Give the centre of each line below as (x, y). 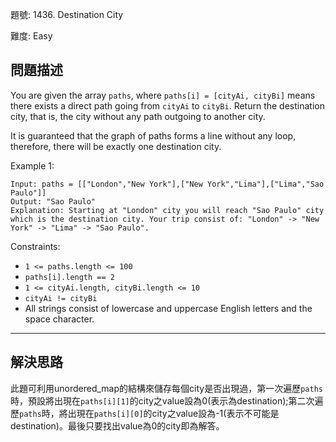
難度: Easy (31, 36)
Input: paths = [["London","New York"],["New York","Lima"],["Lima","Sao (167, 184)
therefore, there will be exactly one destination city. (116, 146)
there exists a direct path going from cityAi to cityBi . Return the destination (167, 105)
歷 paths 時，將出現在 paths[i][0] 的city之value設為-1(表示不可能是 (145, 413)
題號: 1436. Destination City (67, 14)
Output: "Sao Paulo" (53, 201)
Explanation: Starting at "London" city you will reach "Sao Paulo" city (167, 210)
